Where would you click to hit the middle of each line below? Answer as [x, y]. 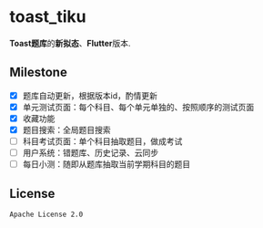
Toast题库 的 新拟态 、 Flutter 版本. [70, 43]
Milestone [39, 73]
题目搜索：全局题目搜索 [66, 130]
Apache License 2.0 [46, 214]
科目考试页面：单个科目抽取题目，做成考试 [102, 141]
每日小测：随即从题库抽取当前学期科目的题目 [106, 164]
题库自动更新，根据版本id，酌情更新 [90, 95]
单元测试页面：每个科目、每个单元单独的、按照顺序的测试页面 [138, 107]
